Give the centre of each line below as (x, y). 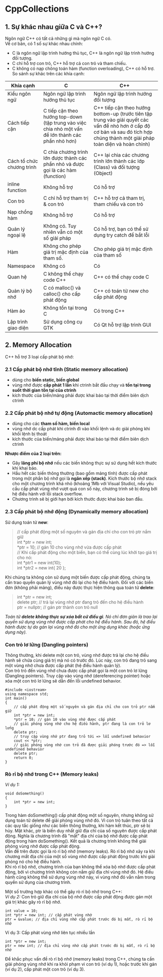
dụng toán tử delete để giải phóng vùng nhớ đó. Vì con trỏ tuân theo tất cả (79, 820)
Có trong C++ (109, 311)
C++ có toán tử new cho (121, 291)
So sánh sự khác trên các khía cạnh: (48, 73)
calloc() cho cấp (62, 294)
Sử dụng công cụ (63, 322)
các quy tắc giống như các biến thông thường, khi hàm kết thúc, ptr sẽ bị (78, 826)
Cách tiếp (18, 123)
